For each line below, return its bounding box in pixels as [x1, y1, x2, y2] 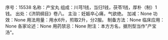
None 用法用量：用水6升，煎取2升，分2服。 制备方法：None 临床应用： [14, 17, 165, 22]
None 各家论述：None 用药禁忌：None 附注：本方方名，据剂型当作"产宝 [5, 23, 157, 29]
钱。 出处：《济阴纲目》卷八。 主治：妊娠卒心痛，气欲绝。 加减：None [5, 10, 152, 16]
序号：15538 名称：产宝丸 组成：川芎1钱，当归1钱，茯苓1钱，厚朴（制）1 [5, 4, 157, 10]
